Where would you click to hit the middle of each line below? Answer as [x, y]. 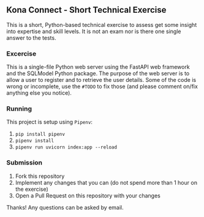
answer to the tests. [31, 38]
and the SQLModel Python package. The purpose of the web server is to [98, 73]
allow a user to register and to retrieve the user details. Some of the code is [101, 80]
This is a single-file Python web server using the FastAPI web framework [98, 67]
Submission [25, 163]
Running [19, 109]
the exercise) [32, 189]
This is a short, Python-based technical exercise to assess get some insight [102, 24]
